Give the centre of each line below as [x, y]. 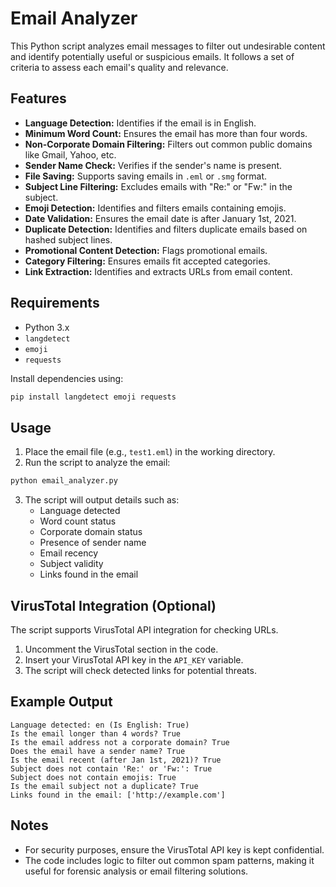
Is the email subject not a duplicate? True [104, 786]
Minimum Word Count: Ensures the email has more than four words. [166, 133]
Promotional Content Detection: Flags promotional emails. [146, 250]
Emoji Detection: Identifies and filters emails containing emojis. [155, 208]
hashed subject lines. [68, 239]
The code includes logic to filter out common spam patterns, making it [169, 860]
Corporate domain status [91, 532]
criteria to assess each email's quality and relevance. [119, 67]
